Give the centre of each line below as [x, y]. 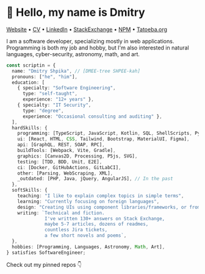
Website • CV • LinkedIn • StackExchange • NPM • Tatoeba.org [87, 29]
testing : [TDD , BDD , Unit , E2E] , [60, 162]
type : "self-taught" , [50, 94]
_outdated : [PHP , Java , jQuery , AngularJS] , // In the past [95, 179]
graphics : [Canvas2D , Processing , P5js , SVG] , [77, 156]
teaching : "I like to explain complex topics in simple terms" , [101, 196]
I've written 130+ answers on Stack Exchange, [105, 218]
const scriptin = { [31, 65]
